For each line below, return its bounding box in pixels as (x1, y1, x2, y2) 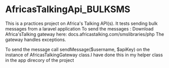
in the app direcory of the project (5, 57, 74, 63)
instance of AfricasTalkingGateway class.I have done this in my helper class (5, 52, 163, 58)
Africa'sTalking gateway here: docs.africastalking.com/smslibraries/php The (5, 31, 164, 37)
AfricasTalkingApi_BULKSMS (5, 4, 131, 15)
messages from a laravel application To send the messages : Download (5, 25, 154, 31)
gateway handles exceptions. (5, 37, 66, 43)
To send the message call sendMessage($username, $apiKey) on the (5, 46, 150, 52)
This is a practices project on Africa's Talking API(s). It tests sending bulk (5, 20, 158, 26)
